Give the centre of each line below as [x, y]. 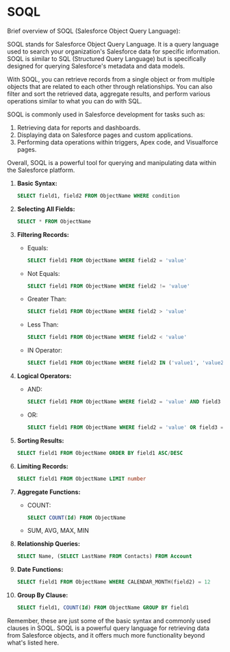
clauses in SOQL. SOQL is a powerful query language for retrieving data [108, 628]
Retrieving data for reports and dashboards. [79, 127]
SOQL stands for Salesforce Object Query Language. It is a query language [113, 44]
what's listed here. [33, 643]
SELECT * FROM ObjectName [54, 221]
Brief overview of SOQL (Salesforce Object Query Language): [94, 31]
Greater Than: [47, 299]
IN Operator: [45, 351]
